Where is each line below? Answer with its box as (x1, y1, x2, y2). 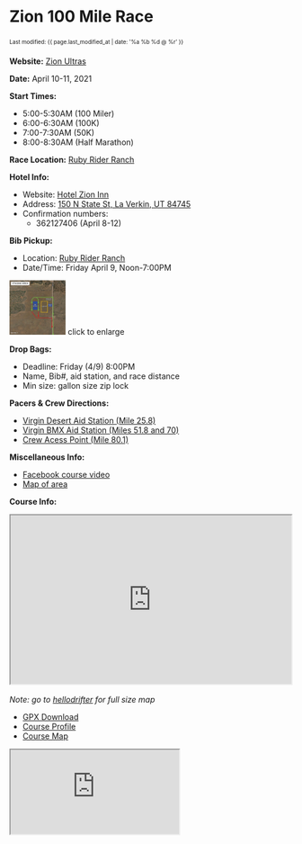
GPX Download (22, 711, 79, 722)
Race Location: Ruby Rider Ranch (9, 154, 135, 165)
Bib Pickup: (9, 235, 53, 246)
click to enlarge (67, 326, 125, 337)
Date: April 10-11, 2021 (9, 73, 93, 84)
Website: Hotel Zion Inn (22, 189, 110, 200)
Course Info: (9, 496, 58, 507)
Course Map (22, 731, 69, 741)
